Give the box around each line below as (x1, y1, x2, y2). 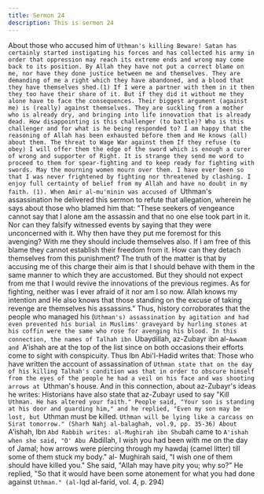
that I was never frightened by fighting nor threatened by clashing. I (8, 172, 251, 181)
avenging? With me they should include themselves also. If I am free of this (8, 237, 251, 246)
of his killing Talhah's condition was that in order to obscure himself (8, 367, 255, 375)
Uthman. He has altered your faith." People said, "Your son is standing (8, 398, 255, 406)
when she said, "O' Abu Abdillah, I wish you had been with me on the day (8, 435, 248, 444)
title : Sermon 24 (8, 11, 65, 20)
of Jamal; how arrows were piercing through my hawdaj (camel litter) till (8, 444, 241, 453)
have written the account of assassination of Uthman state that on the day (8, 359, 253, 368)
